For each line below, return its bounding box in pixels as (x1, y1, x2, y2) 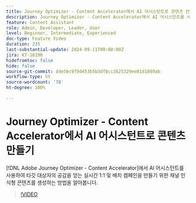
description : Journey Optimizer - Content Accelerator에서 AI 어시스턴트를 (6, 14, 185, 20)
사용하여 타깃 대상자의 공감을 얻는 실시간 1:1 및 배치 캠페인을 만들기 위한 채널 (6, 171, 180, 178)
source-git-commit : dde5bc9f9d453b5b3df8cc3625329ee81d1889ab (6, 68, 160, 74)
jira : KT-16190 (6, 52, 43, 58)
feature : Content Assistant (6, 19, 75, 25)
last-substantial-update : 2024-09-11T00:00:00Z (6, 47, 124, 53)
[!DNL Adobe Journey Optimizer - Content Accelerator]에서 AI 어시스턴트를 (6, 164, 184, 171)
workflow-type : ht (6, 74, 51, 80)
